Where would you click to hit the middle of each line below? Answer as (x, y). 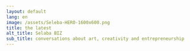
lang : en (17, 17)
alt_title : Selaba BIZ (34, 33)
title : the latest (29, 28)
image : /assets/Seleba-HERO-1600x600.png (58, 22)
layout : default (26, 11)
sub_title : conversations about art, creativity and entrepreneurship (95, 39)
